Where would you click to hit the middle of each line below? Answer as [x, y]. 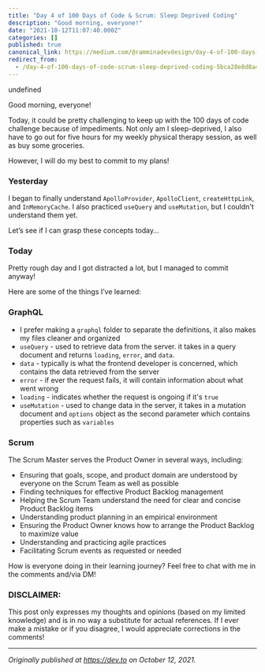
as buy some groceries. [47, 145]
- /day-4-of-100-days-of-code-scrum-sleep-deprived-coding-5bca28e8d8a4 [137, 67]
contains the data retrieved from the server [90, 372]
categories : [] [33, 38]
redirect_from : [33, 60]
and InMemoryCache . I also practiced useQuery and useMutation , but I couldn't [131, 207]
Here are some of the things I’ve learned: [75, 292]
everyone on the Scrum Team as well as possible [99, 483]
